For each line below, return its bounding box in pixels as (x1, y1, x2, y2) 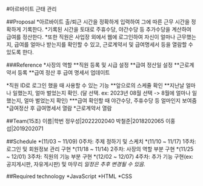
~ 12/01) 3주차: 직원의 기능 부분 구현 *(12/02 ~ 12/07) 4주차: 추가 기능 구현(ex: (6, 153, 194, 160)
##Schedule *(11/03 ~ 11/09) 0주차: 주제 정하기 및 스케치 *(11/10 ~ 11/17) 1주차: (6, 138, 196, 145)
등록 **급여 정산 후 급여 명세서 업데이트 (17, 69, 110, 76)
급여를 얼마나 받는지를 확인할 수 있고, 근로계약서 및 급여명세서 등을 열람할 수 (14, 41, 194, 48)
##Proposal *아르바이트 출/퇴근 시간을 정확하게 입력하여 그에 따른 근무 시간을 (6, 18, 190, 25)
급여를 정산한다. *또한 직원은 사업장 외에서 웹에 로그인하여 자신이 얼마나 (6, 33, 176, 41)
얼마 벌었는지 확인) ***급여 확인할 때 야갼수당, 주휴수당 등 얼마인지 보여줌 (24, 97, 197, 104)
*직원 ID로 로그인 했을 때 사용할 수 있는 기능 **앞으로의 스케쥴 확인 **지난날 (6, 82, 185, 89)
